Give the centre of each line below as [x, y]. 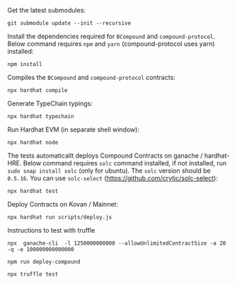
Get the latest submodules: [47, 10]
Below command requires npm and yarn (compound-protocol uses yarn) [111, 44]
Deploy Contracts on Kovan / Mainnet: [63, 204]
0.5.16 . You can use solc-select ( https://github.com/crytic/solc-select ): [112, 178]
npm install [25, 64]
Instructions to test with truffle [51, 230]
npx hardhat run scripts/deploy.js [60, 217]
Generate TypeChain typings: [50, 103]
